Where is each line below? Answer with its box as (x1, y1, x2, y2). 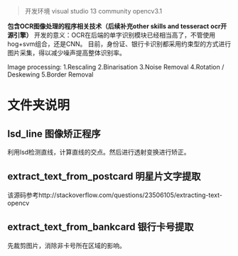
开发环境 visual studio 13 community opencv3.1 (24, 7, 163, 15)
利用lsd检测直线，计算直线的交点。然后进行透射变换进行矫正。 (7, 148, 190, 156)
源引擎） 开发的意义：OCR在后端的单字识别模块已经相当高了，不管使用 (7, 31, 215, 39)
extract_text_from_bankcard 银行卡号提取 (7, 221, 194, 233)
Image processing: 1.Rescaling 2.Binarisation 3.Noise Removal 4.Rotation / (7, 63, 225, 71)
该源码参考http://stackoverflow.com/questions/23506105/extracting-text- (7, 191, 222, 199)
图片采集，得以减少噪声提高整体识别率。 (7, 49, 126, 57)
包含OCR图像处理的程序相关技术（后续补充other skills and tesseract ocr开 (7, 22, 227, 30)
